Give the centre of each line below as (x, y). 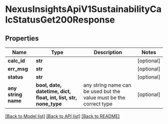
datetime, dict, (53, 91)
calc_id (16, 61)
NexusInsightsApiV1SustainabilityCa (83, 9)
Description (108, 52)
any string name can (107, 85)
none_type (49, 104)
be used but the (102, 91)
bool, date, (48, 85)
